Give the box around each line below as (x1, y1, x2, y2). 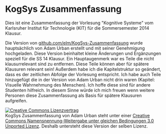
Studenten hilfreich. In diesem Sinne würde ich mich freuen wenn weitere (5, 87, 155, 93)
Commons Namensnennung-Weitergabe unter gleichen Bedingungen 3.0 (5, 118, 154, 124)
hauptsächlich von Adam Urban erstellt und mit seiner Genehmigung (5, 45, 145, 51)
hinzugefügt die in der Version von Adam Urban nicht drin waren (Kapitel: (5, 77, 155, 83)
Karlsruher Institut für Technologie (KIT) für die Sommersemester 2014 (5, 25, 150, 31)
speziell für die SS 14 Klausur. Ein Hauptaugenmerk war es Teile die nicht (5, 55, 155, 61)
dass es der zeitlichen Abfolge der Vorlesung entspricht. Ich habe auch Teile (5, 71, 161, 77)
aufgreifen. (5, 97, 28, 103)
